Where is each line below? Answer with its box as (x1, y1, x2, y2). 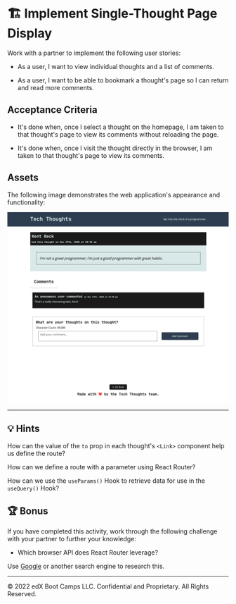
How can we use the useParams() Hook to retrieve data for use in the (7, 476, 206, 485)
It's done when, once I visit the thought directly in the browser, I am (17, 144, 213, 152)
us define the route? (7, 449, 65, 457)
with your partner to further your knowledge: (7, 535, 137, 543)
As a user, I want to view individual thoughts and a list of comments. (17, 62, 214, 70)
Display (7, 25, 53, 42)
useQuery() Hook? (7, 483, 60, 492)
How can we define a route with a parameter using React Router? (7, 462, 196, 471)
